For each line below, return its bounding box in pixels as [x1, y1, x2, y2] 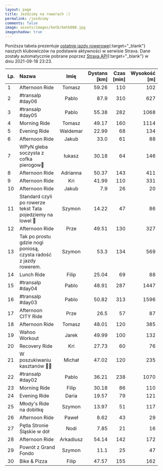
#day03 [19, 299, 37, 306]
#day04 [19, 285, 37, 292]
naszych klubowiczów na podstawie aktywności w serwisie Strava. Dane [5, 48, 150, 54]
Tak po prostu [19, 233, 51, 240]
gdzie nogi [19, 239, 44, 246]
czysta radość [19, 251, 52, 258]
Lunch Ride [19, 271, 45, 278]
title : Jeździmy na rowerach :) [5, 12, 70, 16]
